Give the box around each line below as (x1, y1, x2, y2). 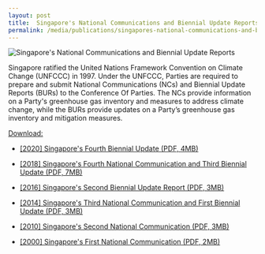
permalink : (8, 26, 44, 34)
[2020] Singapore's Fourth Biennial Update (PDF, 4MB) (19, 144, 199, 154)
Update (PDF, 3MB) (19, 207, 84, 216)
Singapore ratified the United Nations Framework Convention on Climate (8, 63, 243, 73)
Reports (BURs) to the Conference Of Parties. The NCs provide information (8, 88, 252, 98)
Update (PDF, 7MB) (19, 167, 83, 177)
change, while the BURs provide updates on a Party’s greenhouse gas (8, 105, 235, 114)
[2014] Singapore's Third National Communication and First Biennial (19, 198, 241, 207)
